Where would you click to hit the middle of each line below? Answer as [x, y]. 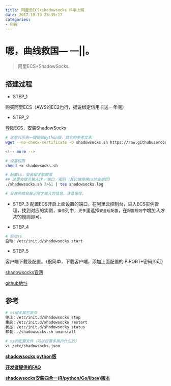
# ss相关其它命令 [21, 313]
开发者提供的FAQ [23, 367]
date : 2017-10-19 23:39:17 [34, 15]
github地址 [17, 283]
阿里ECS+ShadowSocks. [44, 66]
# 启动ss [14, 236]
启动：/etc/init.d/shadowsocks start [44, 241]
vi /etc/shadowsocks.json [33, 346]
